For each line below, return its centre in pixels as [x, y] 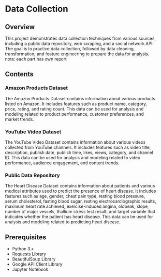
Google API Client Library [37, 264]
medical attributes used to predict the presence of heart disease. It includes [80, 191]
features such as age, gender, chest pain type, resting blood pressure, [75, 196]
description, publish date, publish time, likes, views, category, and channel [79, 152]
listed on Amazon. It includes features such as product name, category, [76, 104]
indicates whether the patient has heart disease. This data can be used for [79, 217]
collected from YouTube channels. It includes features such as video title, [78, 147]
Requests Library [29, 254]
